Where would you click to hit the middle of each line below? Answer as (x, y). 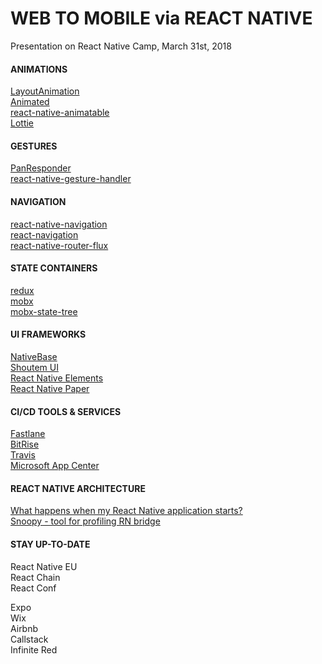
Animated (30, 102)
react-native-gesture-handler (71, 179)
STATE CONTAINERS (54, 268)
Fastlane (28, 434)
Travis (23, 455)
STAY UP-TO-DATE (50, 544)
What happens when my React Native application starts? (126, 511)
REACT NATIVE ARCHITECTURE (78, 488)
